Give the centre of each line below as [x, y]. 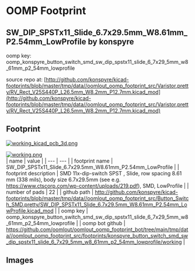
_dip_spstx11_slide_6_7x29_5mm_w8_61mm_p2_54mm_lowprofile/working [94, 242]
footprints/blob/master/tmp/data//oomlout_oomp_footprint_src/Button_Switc [97, 198]
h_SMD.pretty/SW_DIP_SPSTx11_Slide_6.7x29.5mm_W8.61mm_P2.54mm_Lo [97, 204]
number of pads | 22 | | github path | [50, 192]
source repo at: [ [26, 79]
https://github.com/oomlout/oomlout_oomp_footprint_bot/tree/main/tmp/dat [97, 229]
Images [20, 260]
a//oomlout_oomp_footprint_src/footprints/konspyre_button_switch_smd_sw [97, 235]
